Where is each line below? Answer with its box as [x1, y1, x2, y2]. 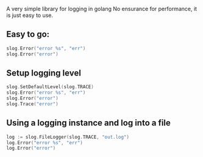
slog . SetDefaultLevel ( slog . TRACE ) [6, 84, 94, 90]
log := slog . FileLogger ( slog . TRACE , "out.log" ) [6, 134, 130, 140]
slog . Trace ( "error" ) [6, 101, 59, 107]
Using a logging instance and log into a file [6, 118, 171, 128]
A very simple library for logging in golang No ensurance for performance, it [6, 5, 197, 12]
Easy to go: [6, 29, 50, 40]
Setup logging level [6, 68, 81, 78]
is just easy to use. [6, 12, 54, 19]
